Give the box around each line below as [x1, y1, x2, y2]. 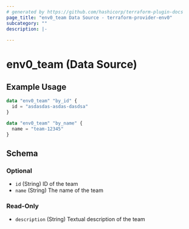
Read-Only [6, 202, 40, 210]
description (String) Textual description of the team [15, 216, 146, 223]
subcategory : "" [6, 20, 47, 26]
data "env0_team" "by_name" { [6, 120, 83, 126]
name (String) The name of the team [15, 186, 103, 194]
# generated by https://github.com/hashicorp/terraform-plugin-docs [6, 9, 184, 15]
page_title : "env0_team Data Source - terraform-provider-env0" [6, 15, 173, 21]
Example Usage [6, 81, 67, 92]
